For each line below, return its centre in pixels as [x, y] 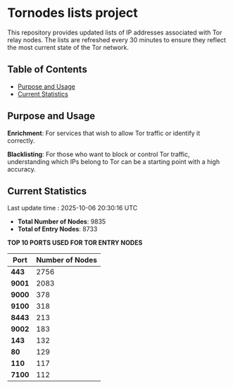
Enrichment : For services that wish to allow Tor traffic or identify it [104, 133]
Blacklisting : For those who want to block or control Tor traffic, [99, 154]
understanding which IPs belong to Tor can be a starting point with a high [114, 161]
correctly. [21, 140]
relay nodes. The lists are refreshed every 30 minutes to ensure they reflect [117, 39]
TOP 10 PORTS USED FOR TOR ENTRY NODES [75, 243]
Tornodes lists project [73, 13]
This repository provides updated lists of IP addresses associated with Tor [115, 32]
